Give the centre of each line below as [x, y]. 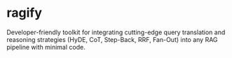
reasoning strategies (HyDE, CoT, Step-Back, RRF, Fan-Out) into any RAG [112, 39]
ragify [25, 13]
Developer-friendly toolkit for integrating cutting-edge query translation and [116, 32]
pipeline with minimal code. [46, 47]
